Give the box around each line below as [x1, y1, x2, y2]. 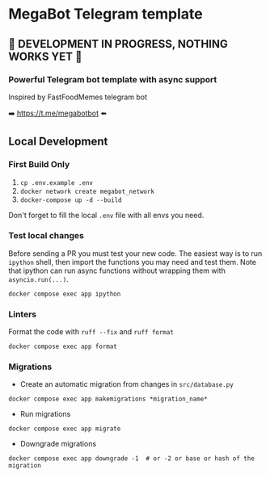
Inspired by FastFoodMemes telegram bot [8, 92, 148, 102]
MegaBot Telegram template [8, 5, 204, 23]
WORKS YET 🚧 [8, 49, 82, 63]
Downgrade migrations [19, 439, 97, 449]
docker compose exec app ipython [8, 290, 121, 298]
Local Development [8, 135, 108, 149]
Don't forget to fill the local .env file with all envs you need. [8, 210, 205, 220]
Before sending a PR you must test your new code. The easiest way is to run [8, 248, 263, 258]
